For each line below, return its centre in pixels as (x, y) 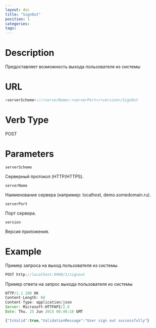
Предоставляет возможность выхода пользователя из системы (73, 67)
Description (30, 53)
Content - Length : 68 (25, 298)
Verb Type (27, 120)
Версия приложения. (27, 231)
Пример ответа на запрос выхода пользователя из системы (69, 284)
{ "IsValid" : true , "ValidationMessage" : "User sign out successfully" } (77, 321)
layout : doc (17, 10)
